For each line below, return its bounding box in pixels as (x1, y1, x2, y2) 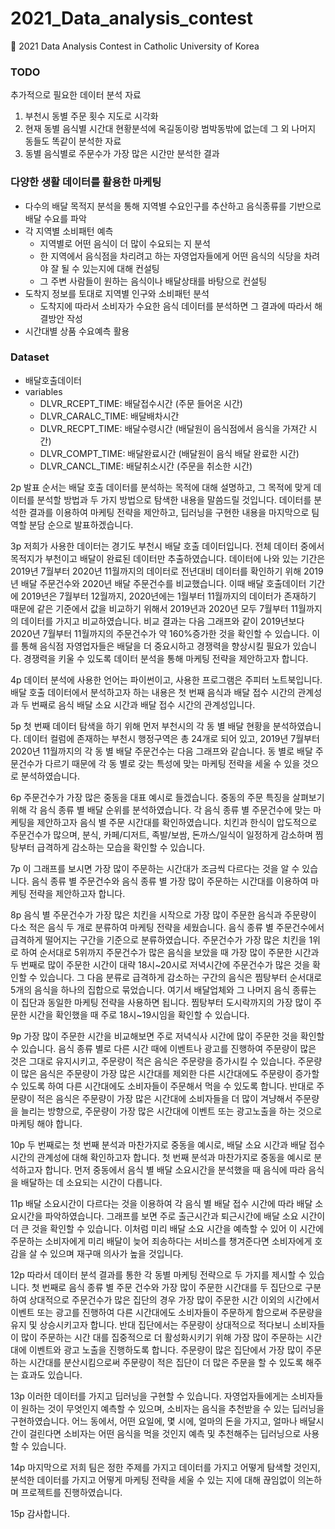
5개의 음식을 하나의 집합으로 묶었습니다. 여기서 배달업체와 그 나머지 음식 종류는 (10, 983, 317, 996)
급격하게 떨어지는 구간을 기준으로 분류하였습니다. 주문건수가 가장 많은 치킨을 (10, 933, 307, 946)
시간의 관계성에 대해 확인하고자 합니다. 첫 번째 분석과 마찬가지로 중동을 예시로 (10, 1151, 312, 1163)
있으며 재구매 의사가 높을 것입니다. (49, 1247, 184, 1259)
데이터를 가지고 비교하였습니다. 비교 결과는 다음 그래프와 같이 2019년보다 (20, 615, 305, 627)
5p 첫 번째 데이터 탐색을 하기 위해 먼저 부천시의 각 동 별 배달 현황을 (10, 720, 271, 732)
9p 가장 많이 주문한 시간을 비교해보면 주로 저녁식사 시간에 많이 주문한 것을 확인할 (10, 1030, 325, 1042)
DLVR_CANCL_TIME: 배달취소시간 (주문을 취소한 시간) (39, 460, 253, 472)
